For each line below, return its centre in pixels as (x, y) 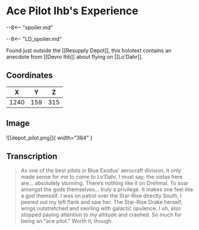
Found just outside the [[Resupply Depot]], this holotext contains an (89, 50)
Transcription (32, 156)
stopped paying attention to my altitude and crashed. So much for (101, 215)
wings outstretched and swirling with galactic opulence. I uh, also (101, 209)
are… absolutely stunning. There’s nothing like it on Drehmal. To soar (105, 183)
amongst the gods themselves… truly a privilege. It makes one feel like (107, 190)
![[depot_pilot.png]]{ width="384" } (50, 137)
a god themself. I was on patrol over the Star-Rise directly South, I (101, 196)
